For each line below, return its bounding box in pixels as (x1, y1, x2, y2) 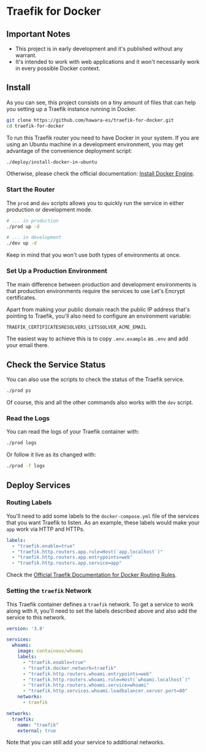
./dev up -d (6, 240, 37, 246)
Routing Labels (6, 498, 52, 507)
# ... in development (6, 235, 62, 241)
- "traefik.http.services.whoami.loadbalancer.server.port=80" (22, 688, 188, 694)
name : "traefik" (17, 722, 59, 728)
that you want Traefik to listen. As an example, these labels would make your (6, 519, 200, 526)
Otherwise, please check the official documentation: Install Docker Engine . (6, 170, 195, 178)
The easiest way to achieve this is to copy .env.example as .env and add (6, 335, 189, 342)
